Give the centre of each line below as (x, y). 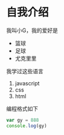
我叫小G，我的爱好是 (32, 30)
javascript (27, 83)
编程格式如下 (22, 108)
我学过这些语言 (25, 71)
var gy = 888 (23, 120)
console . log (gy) (27, 126)
